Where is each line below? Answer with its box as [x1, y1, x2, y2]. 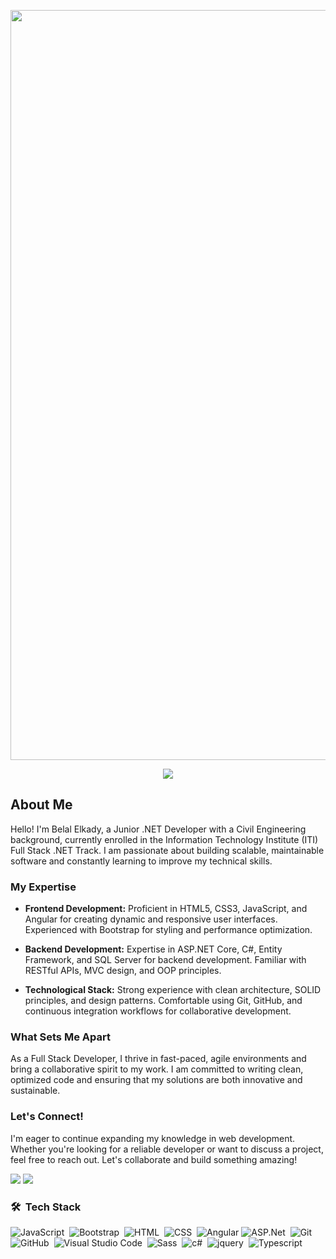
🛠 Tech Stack [10, 1200, 82, 1214]
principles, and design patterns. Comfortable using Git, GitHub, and [24, 995, 303, 1007]
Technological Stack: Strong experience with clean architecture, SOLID [24, 984, 322, 996]
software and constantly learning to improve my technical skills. [10, 855, 273, 867]
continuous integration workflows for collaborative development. [24, 1005, 292, 1017]
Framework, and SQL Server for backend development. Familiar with [24, 954, 307, 966]
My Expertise [10, 880, 77, 894]
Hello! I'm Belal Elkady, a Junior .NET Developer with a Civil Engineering [10, 823, 307, 835]
